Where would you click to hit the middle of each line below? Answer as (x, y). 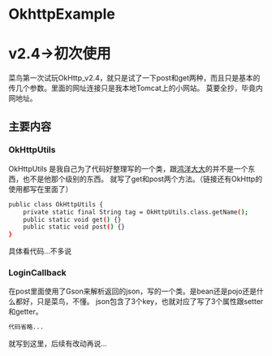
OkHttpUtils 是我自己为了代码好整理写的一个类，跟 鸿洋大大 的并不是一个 (128, 168)
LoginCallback (37, 273)
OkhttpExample (62, 14)
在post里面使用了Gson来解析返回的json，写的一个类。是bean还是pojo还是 (133, 291)
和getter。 (26, 312)
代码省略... (26, 327)
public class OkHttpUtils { (56, 204)
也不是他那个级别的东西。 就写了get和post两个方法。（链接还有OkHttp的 (142, 179)
